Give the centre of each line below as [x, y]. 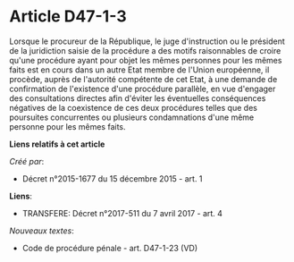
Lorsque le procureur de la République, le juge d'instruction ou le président [147, 41]
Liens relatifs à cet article [57, 144]
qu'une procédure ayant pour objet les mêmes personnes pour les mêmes [146, 60]
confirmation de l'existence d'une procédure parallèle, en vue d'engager [143, 89]
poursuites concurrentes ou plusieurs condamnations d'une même [132, 117]
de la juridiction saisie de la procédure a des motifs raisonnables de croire [145, 50]
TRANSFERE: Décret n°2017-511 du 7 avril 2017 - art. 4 [122, 213]
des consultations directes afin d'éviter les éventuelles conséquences [138, 98]
